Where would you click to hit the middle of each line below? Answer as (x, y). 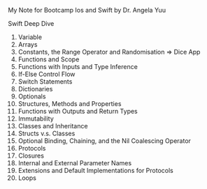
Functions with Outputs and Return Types (78, 111)
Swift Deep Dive (31, 23)
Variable (30, 37)
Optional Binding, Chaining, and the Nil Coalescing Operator (105, 141)
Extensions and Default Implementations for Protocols (95, 171)
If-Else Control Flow (47, 74)
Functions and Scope (49, 59)
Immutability (36, 119)
